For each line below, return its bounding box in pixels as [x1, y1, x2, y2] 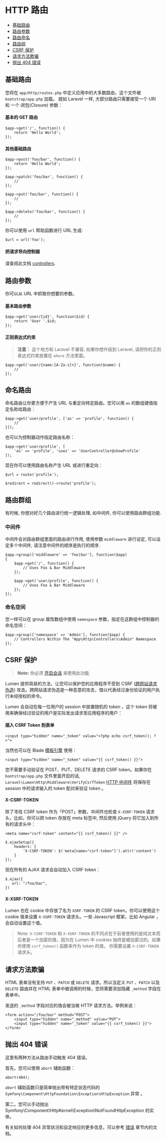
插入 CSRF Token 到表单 [5, 722, 55, 728]
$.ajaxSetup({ [5, 840, 35, 845]
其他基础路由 [5, 146, 31, 152]
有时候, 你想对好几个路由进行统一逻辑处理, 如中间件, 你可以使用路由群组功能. [5, 510, 162, 516]
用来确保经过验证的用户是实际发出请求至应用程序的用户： [5, 710, 122, 716]
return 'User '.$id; [14, 319, 56, 324]
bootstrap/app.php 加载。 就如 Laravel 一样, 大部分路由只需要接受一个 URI [5, 96, 156, 102]
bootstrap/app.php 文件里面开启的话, [5, 773, 80, 779]
